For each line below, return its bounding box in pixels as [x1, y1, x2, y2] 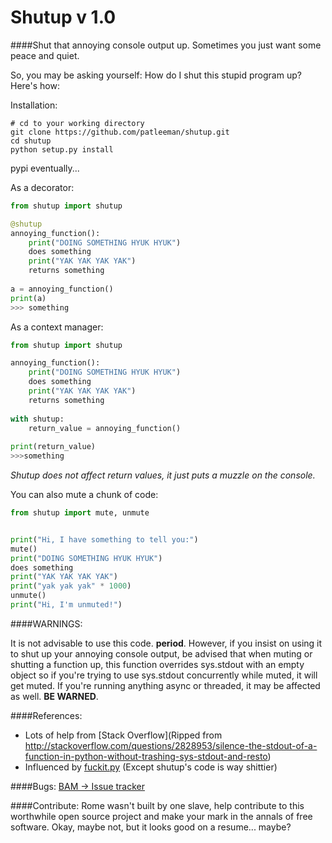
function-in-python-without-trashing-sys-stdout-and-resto [24, 750, 268, 762]
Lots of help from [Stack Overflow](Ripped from [24, 729, 223, 741]
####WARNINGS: [10, 617, 83, 630]
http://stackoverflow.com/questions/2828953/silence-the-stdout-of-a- [24, 739, 318, 751]
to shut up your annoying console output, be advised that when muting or [10, 647, 313, 660]
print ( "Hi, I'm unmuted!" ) [10, 600, 123, 610]
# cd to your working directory [10, 118, 145, 128]
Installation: [10, 99, 58, 111]
